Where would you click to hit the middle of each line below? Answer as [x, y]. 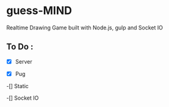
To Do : [20, 47]
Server [23, 61]
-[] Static [18, 86]
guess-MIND [39, 11]
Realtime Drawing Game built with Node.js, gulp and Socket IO [85, 28]
